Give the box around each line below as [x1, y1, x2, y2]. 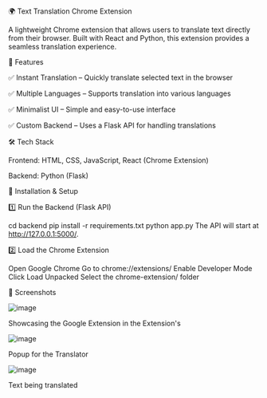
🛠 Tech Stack [8, 137, 54, 146]
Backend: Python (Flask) [8, 171, 89, 180]
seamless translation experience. [8, 42, 117, 51]
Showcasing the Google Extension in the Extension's [8, 318, 181, 328]
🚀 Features [8, 57, 44, 66]
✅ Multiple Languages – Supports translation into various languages [8, 89, 231, 98]
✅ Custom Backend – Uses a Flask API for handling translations [8, 120, 217, 130]
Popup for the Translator [8, 349, 89, 359]
